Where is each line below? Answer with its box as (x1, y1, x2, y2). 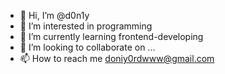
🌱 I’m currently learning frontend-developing (19, 31, 204, 42)
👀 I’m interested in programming (19, 20, 153, 32)
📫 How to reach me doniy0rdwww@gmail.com (19, 53, 215, 64)
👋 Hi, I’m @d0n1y (19, 10, 90, 21)
